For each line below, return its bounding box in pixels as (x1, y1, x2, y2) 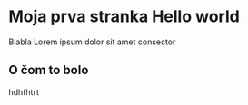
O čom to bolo (8, 62, 89, 78)
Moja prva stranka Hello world (8, 6, 240, 27)
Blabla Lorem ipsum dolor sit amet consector (8, 36, 176, 47)
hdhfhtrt (8, 86, 40, 97)
